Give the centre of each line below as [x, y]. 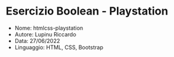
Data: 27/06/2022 [37, 41]
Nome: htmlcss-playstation [49, 28]
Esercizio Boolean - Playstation [87, 11]
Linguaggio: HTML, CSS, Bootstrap [59, 47]
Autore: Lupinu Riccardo [45, 34]
